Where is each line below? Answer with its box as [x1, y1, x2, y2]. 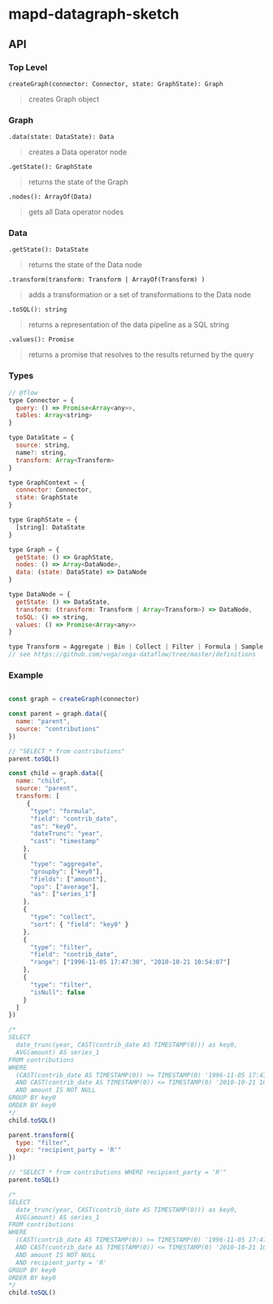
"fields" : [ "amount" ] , [29, 875, 107, 883]
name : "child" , [15, 777, 67, 785]
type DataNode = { [8, 591, 71, 599]
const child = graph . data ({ [8, 769, 104, 778]
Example [8, 669, 44, 681]
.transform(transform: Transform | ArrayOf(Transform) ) [8, 275, 206, 284]
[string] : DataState [15, 523, 85, 531]
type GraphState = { [8, 516, 79, 524]
